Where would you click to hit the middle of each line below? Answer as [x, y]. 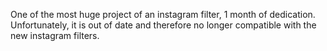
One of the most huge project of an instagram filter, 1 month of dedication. [163, 14]
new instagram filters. [55, 35]
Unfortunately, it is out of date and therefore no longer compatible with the [163, 25]
